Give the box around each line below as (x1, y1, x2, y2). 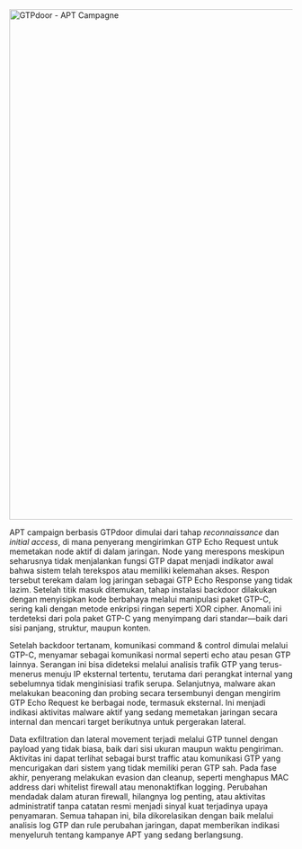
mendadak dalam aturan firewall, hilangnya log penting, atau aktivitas (9, 791, 266, 801)
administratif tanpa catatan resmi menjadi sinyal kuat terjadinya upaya (9, 800, 268, 811)
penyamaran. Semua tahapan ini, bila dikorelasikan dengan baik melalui (9, 810, 274, 821)
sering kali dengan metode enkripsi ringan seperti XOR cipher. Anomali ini (9, 603, 282, 614)
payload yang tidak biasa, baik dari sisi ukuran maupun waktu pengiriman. (9, 744, 284, 754)
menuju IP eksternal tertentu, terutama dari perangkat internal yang (43, 669, 293, 679)
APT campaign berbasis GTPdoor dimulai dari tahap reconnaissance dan (9, 527, 280, 538)
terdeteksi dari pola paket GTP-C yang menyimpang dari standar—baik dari (9, 613, 288, 623)
